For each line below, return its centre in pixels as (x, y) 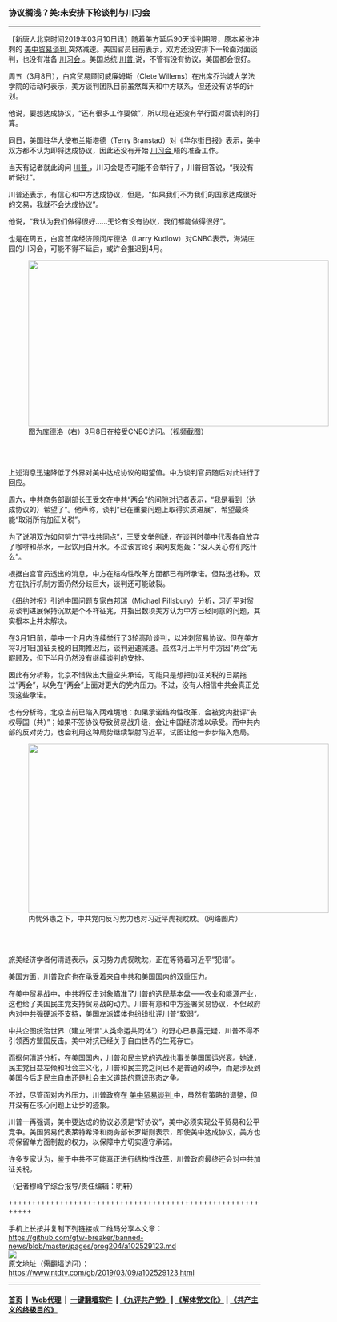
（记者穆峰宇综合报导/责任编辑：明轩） (73, 1186)
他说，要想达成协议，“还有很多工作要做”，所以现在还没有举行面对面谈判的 (131, 113)
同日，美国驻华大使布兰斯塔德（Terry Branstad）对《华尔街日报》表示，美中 (134, 140)
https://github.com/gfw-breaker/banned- (76, 1238)
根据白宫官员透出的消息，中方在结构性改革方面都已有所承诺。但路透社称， (131, 574)
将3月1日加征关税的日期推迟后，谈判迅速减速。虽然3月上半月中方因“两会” (129, 648)
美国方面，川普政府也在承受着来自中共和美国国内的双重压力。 (110, 976)
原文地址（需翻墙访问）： (49, 1263)
